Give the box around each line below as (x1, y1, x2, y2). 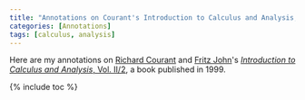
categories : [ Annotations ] (9, 22, 112, 31)
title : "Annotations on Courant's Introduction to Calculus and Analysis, (9, 13, 299, 23)
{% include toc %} (9, 82, 79, 93)
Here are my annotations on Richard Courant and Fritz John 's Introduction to (9, 55, 296, 66)
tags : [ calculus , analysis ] (9, 30, 116, 39)
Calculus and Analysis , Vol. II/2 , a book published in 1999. (9, 64, 226, 75)
